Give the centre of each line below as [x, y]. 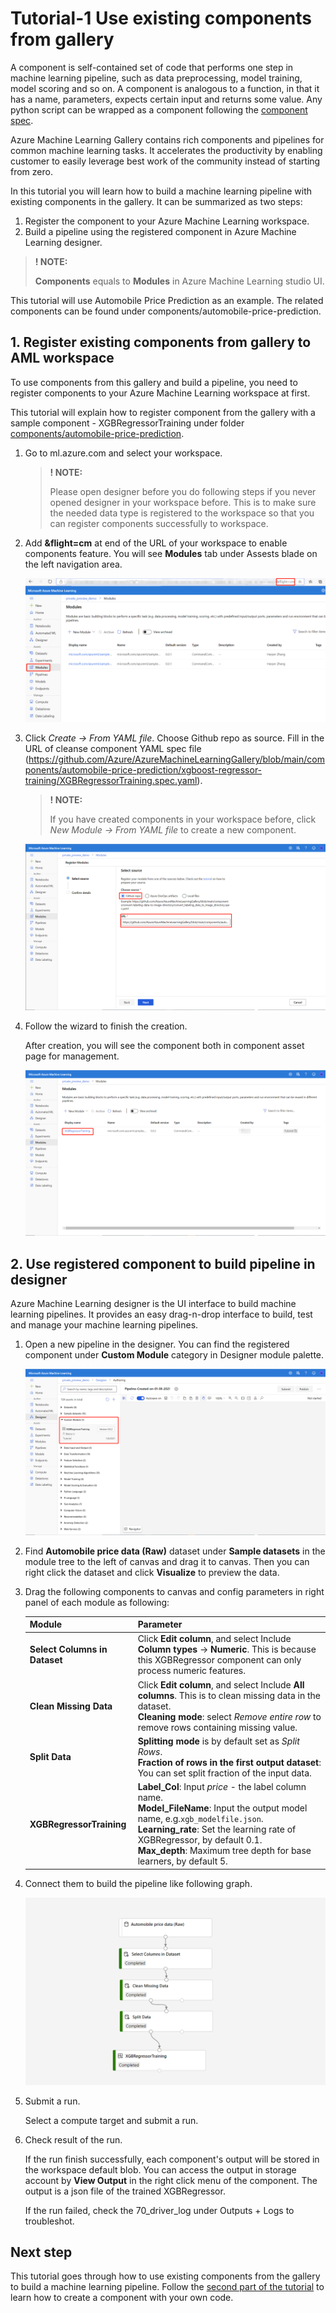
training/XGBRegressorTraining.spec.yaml [111, 781]
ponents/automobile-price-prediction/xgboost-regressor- [143, 770]
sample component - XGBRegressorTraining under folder [127, 423]
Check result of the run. [73, 2139]
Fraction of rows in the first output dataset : [229, 1762]
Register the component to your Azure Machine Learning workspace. [167, 221]
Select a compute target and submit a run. [111, 2120]
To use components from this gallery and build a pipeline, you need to [154, 382]
